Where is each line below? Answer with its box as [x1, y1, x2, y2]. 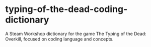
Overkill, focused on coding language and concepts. [5, 36, 114, 42]
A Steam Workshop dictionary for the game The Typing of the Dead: [5, 30, 147, 36]
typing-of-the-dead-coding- [5, 3, 128, 15]
